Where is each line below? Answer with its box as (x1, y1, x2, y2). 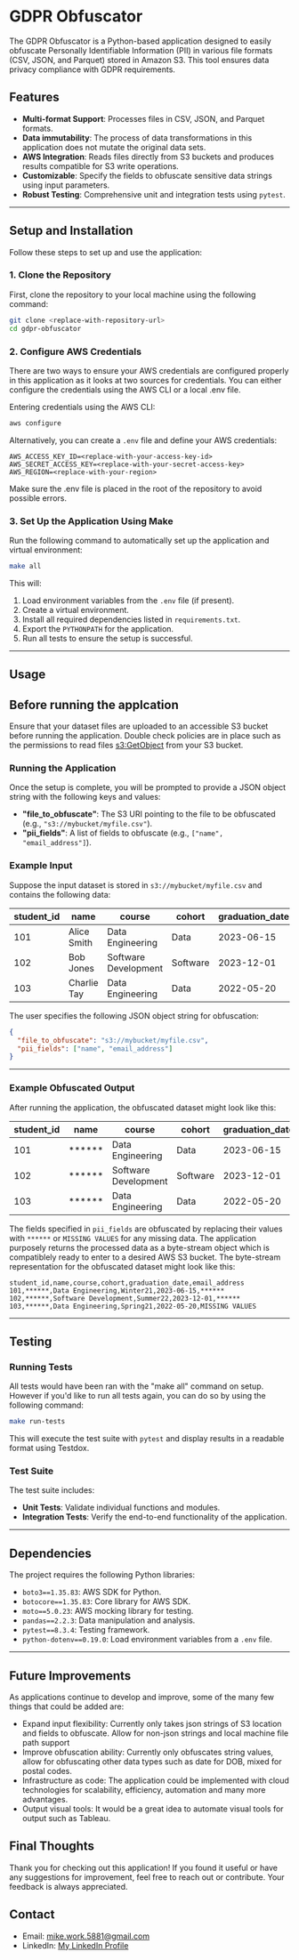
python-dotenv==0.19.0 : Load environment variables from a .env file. (21, 1634, 273, 1645)
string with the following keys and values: (9, 792, 161, 803)
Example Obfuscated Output (9, 1082, 135, 1094)
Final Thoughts (9, 1839, 95, 1854)
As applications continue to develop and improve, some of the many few (9, 1692, 274, 1703)
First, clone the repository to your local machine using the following (9, 289, 256, 300)
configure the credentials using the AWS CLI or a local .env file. (9, 384, 241, 395)
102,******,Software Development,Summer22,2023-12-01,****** (9, 1294, 241, 1303)
